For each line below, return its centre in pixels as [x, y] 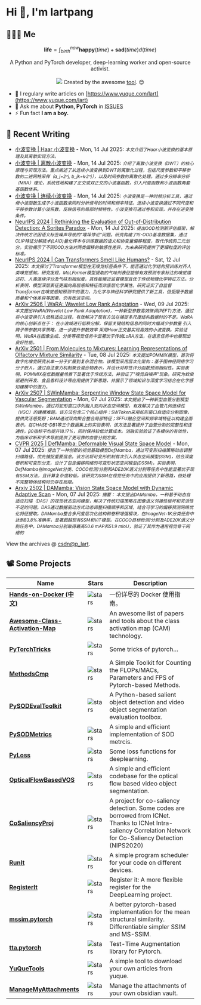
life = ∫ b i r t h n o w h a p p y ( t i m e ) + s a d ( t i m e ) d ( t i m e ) [100, 50]
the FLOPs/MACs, [134, 670]
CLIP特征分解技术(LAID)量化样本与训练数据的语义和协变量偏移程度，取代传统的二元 [100, 241]
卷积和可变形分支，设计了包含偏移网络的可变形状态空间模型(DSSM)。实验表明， [97, 463]
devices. [121, 870]
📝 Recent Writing [38, 134]
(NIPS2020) [126, 846]
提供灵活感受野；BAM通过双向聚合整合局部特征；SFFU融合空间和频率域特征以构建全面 [103, 419]
